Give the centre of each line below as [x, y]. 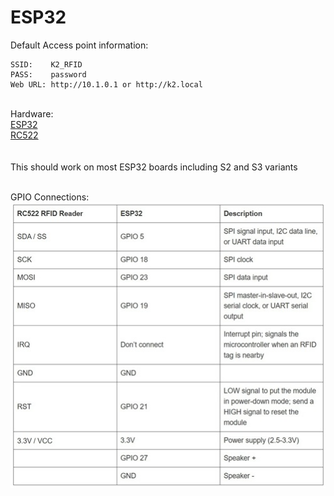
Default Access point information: [79, 45]
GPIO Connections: [50, 197]
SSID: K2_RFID [46, 64]
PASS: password [48, 74]
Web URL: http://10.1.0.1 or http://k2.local [106, 84]
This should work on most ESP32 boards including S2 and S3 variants [154, 167]
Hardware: [32, 113]
